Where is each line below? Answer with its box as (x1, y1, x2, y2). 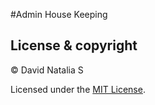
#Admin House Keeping (10, 9, 108, 20)
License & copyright (10, 37, 138, 54)
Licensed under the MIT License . (10, 83, 146, 95)
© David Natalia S (10, 64, 84, 76)
